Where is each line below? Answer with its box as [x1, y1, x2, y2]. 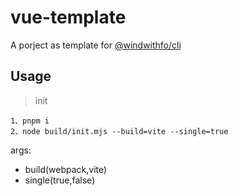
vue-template [10, 6, 127, 29]
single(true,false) [24, 174, 96, 186]
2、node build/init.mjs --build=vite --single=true [10, 126, 229, 136]
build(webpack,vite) [24, 163, 108, 175]
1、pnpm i [10, 116, 50, 126]
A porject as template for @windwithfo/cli [10, 39, 182, 51]
